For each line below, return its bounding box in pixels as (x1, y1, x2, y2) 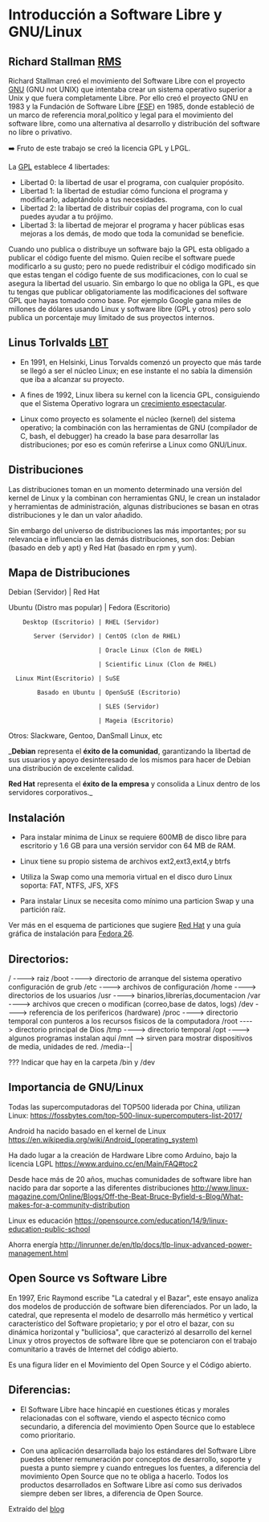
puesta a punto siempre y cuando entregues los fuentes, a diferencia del (19, 1463, 261, 1472)
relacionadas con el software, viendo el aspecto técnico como (19, 1413, 226, 1422)
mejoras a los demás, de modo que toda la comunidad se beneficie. (19, 229, 245, 238)
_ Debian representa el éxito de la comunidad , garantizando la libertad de (8, 746, 251, 757)
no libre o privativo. (8, 127, 72, 137)
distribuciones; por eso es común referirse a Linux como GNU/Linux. (19, 440, 247, 449)
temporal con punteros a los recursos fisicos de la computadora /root (8, 1016, 238, 1026)
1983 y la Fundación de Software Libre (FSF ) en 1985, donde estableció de (8, 102, 255, 111)
